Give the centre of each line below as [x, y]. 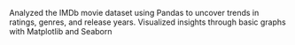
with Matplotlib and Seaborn [61, 31]
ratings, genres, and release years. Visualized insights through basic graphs [147, 22]
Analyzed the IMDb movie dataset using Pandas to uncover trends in [134, 13]
